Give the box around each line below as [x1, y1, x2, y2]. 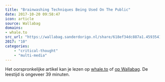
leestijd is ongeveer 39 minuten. [5, 72, 70, 78]
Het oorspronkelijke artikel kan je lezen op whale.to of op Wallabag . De [5, 66, 148, 72]
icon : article [5, 16, 34, 21]
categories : [5, 44, 29, 49]
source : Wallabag [5, 21, 41, 26]
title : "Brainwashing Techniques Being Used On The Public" [5, 7, 131, 12]
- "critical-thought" [14, 48, 58, 53]
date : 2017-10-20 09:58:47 [5, 12, 60, 17]
